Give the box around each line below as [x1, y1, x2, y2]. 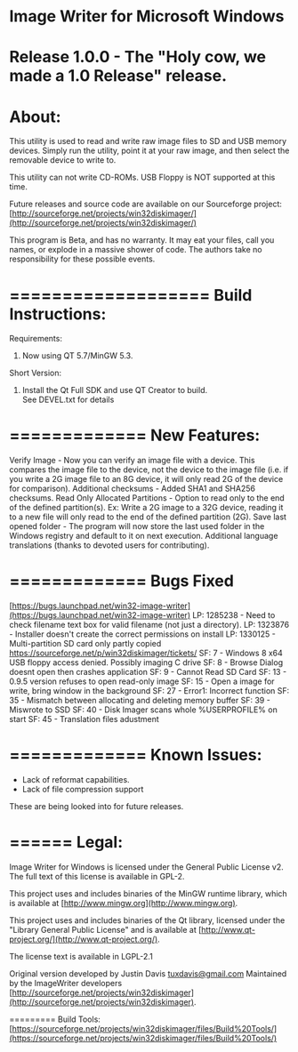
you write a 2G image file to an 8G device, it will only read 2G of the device [9, 474, 284, 485]
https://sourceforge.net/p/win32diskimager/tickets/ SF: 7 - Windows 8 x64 [9, 647, 283, 659]
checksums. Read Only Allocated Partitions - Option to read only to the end [9, 493, 285, 503]
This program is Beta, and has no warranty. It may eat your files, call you [9, 235, 275, 245]
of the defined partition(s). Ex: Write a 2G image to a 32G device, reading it [9, 502, 284, 513]
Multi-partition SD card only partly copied [9, 638, 162, 649]
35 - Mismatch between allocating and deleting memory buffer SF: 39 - [9, 695, 271, 706]
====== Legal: [9, 832, 124, 853]
